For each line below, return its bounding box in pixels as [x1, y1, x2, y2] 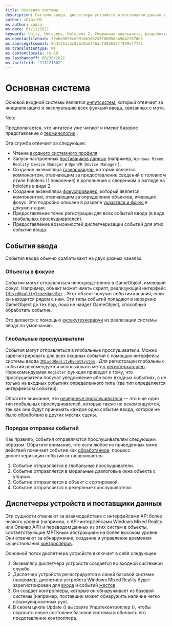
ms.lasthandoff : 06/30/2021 [5, 55, 66, 61]
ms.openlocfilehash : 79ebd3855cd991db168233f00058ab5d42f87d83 [5, 37, 143, 42]
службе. [12, 565, 31, 571]
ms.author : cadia [5, 22, 42, 27]
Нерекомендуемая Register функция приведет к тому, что [5, 369, 133, 375]
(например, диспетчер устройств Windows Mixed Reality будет [12, 577, 150, 583]
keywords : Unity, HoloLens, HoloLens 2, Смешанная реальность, [5, 31, 143, 37]
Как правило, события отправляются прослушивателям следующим [5, 436, 156, 442]
